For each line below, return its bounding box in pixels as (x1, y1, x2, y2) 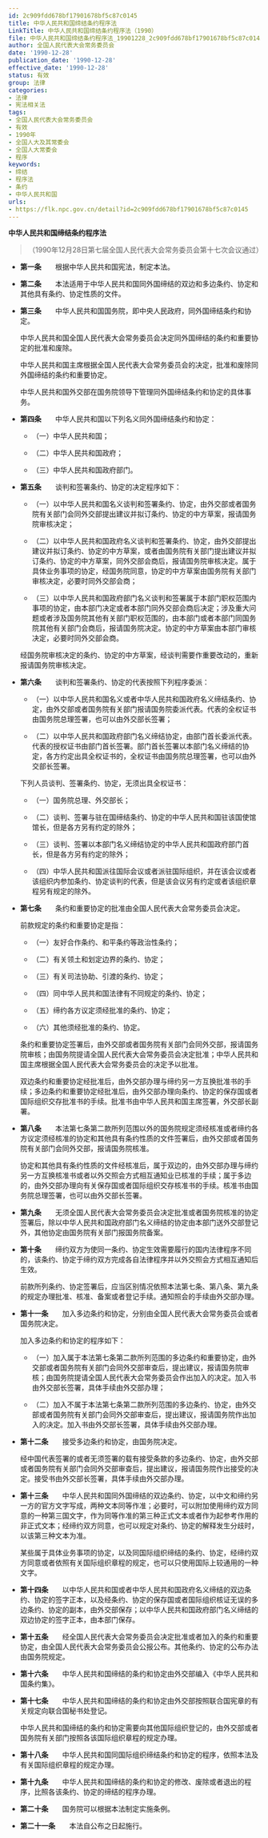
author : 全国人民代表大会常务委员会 (8, 42, 114, 50)
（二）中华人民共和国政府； (31, 448, 124, 458)
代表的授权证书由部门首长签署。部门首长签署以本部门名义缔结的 (31, 741, 242, 751)
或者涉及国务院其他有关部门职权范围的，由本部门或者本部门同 (38, 613, 242, 623)
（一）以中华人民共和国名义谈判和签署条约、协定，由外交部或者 (31, 500, 242, 509)
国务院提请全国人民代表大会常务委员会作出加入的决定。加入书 (53, 1373, 257, 1383)
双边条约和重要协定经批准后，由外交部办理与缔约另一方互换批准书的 (19, 1077, 245, 1086)
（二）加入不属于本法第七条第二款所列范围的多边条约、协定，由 (31, 1400, 242, 1410)
